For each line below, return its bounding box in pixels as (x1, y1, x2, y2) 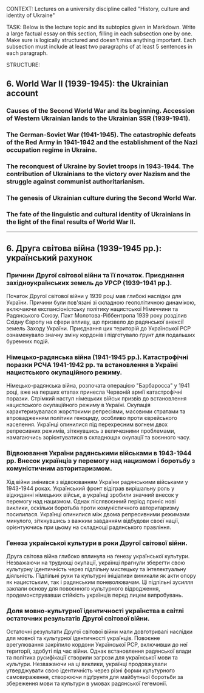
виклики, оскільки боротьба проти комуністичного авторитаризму (6, 504, 180, 511)
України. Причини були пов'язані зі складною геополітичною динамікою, (6, 299, 196, 307)
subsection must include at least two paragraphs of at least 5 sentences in (6, 43, 193, 50)
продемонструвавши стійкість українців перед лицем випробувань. (6, 591, 183, 599)
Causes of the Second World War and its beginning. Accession (6, 107, 195, 115)
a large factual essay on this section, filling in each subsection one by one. (6, 30, 192, 37)
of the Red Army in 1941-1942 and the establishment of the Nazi (6, 138, 198, 147)
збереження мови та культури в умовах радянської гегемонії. (6, 680, 168, 688)
